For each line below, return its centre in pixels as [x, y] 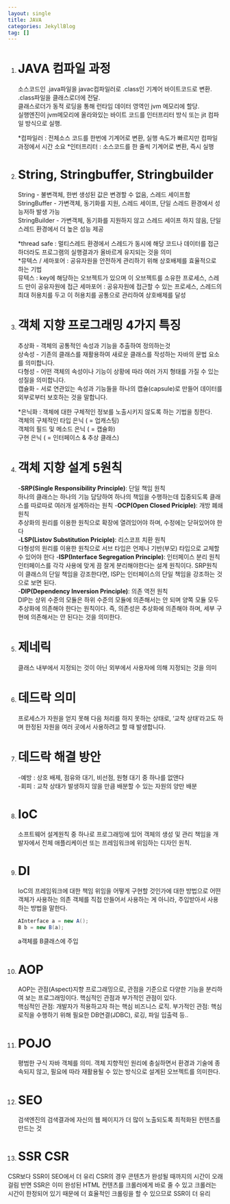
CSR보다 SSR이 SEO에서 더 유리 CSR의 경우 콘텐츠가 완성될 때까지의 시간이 [109, 1177]
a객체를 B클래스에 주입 [48, 941]
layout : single [29, 13]
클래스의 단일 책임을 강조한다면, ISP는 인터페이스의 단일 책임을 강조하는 [120, 574]
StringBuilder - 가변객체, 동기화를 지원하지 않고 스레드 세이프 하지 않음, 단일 [119, 220]
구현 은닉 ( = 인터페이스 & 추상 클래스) [68, 438]
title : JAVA [25, 20]
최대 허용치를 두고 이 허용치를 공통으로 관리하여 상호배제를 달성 [102, 295]
